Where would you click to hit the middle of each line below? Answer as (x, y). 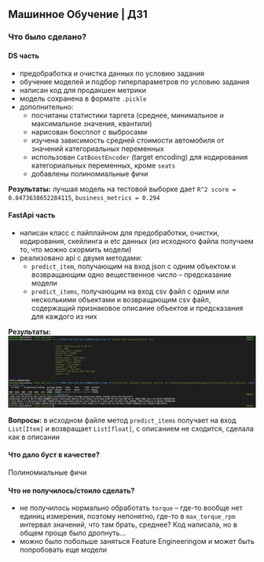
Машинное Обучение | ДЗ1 (78, 15)
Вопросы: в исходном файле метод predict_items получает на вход (122, 420)
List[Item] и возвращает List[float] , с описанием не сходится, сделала (131, 428)
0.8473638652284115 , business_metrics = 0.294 (84, 197)
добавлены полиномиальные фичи (90, 173)
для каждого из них (64, 316)
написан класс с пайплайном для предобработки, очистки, (119, 232)
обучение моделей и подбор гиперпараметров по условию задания (134, 81)
